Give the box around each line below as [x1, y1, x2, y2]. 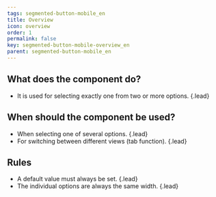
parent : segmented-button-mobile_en [7, 49, 111, 55]
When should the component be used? [7, 111, 176, 123]
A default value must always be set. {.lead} [16, 175, 138, 183]
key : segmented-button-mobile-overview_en [7, 42, 130, 49]
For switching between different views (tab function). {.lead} [16, 137, 187, 145]
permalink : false [7, 36, 57, 42]
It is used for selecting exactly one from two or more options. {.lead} [16, 92, 210, 100]
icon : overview [7, 23, 51, 29]
